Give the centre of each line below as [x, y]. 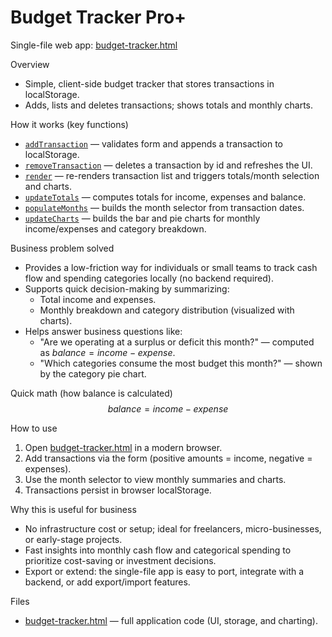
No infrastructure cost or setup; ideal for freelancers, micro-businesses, [173, 528]
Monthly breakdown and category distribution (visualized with [167, 310]
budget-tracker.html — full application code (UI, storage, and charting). [171, 620]
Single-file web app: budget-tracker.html [94, 45]
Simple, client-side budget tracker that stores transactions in [149, 83]
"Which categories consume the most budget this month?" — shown [181, 363]
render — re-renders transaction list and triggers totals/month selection [172, 175]
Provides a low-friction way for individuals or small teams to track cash [171, 267]
